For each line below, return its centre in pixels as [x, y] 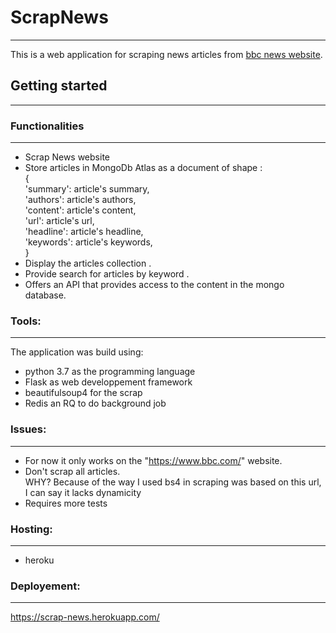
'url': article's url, [59, 221]
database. [45, 295]
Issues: [28, 429]
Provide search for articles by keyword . [107, 274]
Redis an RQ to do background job [95, 403]
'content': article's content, [80, 210]
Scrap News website [67, 157]
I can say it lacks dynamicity [83, 492]
